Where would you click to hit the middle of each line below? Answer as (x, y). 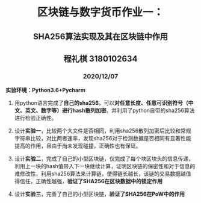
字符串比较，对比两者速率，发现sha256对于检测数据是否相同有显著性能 (103, 139)
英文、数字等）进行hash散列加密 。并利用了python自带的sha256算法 (110, 111)
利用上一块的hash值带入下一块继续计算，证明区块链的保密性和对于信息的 (105, 166)
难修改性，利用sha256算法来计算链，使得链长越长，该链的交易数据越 (100, 174)
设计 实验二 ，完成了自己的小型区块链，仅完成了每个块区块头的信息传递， (104, 159)
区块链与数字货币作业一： (100, 12)
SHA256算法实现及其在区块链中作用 (100, 36)
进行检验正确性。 (36, 118)
